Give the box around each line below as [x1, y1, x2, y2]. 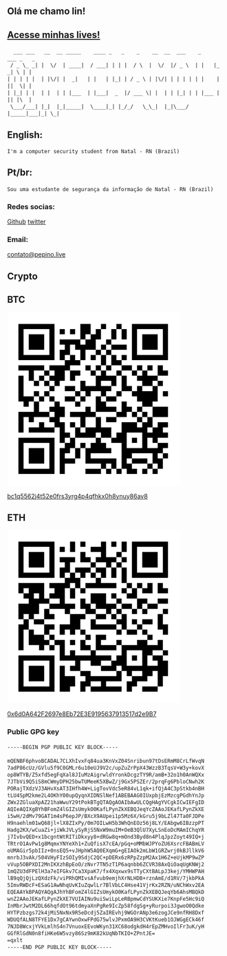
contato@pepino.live [7, 250, 66, 259]
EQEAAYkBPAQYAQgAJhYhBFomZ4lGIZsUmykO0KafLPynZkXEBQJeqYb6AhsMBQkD [7, 888, 205, 895]
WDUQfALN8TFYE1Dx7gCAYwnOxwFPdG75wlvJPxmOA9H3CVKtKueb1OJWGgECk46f [7, 916, 205, 923]
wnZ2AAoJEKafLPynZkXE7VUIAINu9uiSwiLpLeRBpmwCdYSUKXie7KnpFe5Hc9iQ [7, 895, 205, 902]
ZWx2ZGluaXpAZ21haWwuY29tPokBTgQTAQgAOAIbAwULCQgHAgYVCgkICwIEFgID [7, 799, 205, 806]
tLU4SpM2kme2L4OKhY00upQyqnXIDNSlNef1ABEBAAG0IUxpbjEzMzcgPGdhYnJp [7, 792, 205, 799]
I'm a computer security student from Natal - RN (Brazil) [7, 148, 180, 155]
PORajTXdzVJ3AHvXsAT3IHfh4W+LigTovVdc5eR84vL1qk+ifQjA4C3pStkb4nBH [7, 785, 205, 792]
